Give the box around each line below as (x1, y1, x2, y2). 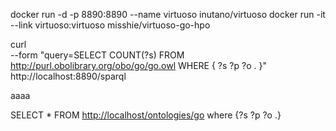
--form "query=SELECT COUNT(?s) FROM (10, 49, 185, 61)
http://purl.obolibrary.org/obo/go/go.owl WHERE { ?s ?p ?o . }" (10, 60, 267, 71)
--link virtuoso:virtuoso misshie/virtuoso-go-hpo (10, 19, 211, 31)
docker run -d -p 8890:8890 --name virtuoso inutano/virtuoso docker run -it (10, 9, 326, 20)
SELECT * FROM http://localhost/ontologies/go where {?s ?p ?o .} (10, 109, 282, 121)
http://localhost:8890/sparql (10, 70, 127, 82)
